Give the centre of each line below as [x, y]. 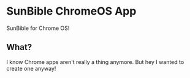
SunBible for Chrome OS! [38, 28]
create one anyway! [31, 68]
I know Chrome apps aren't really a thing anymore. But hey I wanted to [95, 62]
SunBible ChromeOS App [71, 11]
